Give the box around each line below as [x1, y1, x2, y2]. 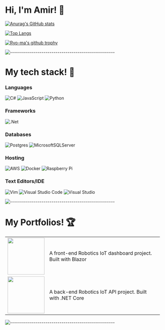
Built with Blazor [49, 256, 87, 263]
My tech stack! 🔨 [5, 66, 75, 78]
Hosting [5, 154, 25, 161]
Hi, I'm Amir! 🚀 [5, 4, 65, 16]
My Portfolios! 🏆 [5, 216, 76, 228]
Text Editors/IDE [5, 178, 45, 185]
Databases [5, 131, 31, 138]
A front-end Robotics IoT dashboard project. [49, 249, 152, 256]
